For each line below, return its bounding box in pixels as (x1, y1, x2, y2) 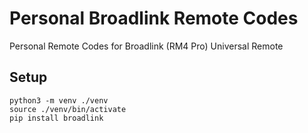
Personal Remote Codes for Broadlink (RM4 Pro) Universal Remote (9, 40, 284, 52)
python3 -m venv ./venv (9, 95, 109, 106)
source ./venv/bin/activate (9, 104, 127, 114)
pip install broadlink (9, 113, 104, 123)
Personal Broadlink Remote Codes (9, 7, 299, 30)
